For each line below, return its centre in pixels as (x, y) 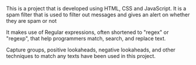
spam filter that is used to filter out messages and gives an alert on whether (98, 15)
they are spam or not (32, 21)
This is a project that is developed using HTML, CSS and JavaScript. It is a (96, 8)
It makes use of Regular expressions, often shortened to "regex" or (88, 32)
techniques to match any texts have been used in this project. (81, 56)
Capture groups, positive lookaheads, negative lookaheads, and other (91, 50)
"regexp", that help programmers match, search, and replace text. (86, 38)
